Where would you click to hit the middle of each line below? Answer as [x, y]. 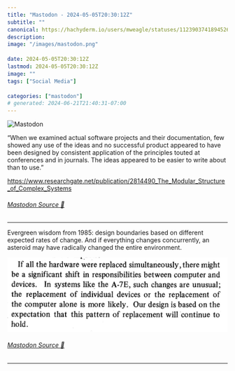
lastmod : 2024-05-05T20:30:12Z [53, 66]
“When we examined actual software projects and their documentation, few [116, 138]
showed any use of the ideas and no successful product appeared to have [114, 145]
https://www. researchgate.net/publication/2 [71, 181]
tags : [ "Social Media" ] [42, 81]
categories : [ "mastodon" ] [45, 96]
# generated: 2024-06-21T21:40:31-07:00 [67, 104]
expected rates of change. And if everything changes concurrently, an [108, 240]
